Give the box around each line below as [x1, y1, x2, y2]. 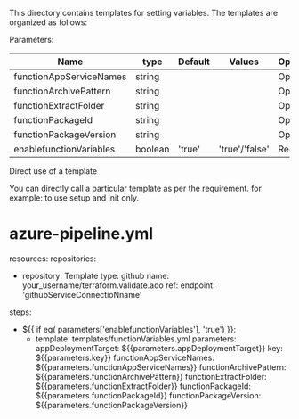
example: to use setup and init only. [9, 193, 140, 203]
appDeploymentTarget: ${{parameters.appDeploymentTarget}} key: [35, 342, 283, 353]
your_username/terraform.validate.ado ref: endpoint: [21, 280, 215, 291]
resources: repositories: [9, 253, 96, 264]
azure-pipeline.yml [9, 224, 154, 244]
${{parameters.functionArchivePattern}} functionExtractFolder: [35, 371, 267, 382]
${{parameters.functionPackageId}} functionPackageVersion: [35, 390, 262, 400]
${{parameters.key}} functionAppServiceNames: [35, 352, 215, 363]
